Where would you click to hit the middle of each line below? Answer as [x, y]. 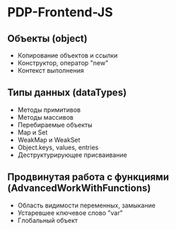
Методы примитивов [49, 110]
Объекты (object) [47, 39]
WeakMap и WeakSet [49, 139]
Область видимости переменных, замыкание [86, 205]
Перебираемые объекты [55, 125]
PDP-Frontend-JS [60, 12]
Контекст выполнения [51, 70]
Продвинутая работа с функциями [88, 177]
